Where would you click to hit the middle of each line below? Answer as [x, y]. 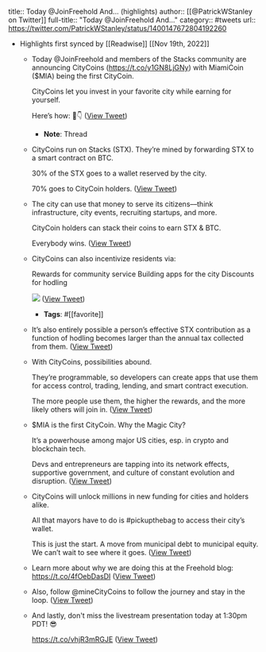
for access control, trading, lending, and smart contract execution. [140, 386]
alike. [40, 505]
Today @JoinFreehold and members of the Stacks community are [139, 59]
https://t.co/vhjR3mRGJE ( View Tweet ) [95, 639]
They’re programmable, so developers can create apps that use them [145, 377]
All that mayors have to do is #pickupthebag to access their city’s [138, 520]
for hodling [49, 282]
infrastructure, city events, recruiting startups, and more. [124, 212]
